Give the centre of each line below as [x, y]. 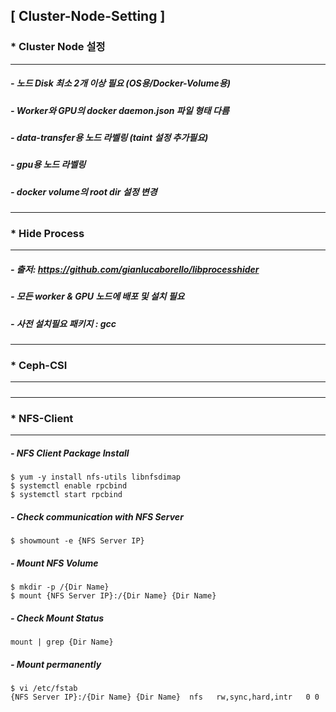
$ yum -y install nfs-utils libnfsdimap [96, 477]
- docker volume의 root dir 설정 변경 [84, 191]
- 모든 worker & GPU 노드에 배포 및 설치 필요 [97, 296]
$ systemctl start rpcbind [66, 495]
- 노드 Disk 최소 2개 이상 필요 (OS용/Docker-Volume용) [120, 83]
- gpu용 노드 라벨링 [48, 165]
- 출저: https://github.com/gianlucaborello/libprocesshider [135, 270]
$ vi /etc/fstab [44, 688]
